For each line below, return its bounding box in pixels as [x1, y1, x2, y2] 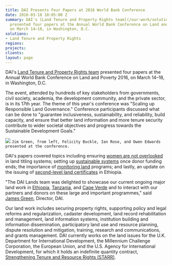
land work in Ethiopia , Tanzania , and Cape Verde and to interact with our [5, 185, 158, 191]
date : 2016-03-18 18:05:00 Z [5, 12, 68, 17]
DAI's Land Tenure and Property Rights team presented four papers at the [5, 69, 161, 75]
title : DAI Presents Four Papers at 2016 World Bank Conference [5, 7, 145, 13]
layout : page [5, 55, 33, 60]
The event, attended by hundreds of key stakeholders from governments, [5, 90, 160, 96]
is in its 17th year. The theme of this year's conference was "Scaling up [5, 101, 155, 107]
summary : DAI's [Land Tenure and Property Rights [5, 17, 114, 22]
